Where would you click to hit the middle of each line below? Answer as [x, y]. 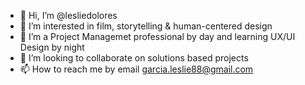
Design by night [52, 47]
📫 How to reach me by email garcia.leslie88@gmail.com [136, 69]
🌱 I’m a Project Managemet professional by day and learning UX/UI [157, 36]
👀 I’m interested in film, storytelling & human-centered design [146, 26]
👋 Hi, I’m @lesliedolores [68, 15]
